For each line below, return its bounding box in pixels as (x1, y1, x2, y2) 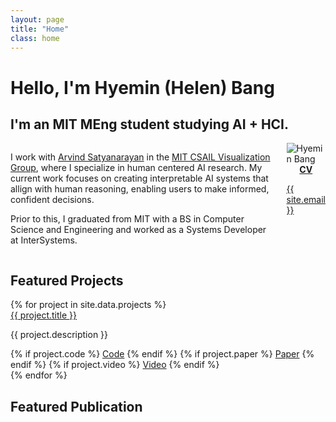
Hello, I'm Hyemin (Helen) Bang (10, 76, 275, 99)
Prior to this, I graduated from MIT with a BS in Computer (10, 213, 245, 225)
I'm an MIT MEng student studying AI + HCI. (10, 116, 290, 133)
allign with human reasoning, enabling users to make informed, (10, 183, 270, 195)
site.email (286, 194, 326, 206)
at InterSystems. (10, 234, 78, 246)
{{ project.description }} (10, 329, 109, 341)
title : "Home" (10, 24, 70, 34)
